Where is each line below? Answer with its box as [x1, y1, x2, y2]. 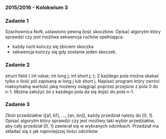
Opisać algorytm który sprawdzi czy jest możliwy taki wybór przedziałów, [5, 118, 155, 124]
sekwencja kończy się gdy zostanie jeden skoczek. [12, 49, 117, 55]
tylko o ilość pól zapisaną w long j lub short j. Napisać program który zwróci [5, 78, 160, 84]
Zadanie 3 [5, 101, 30, 108]
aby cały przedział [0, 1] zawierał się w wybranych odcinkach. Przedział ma [5, 123, 159, 129]
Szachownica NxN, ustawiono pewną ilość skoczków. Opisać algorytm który [5, 29, 161, 35]
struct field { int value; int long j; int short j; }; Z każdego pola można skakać [5, 73, 160, 79]
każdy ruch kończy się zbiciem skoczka [12, 44, 94, 50]
